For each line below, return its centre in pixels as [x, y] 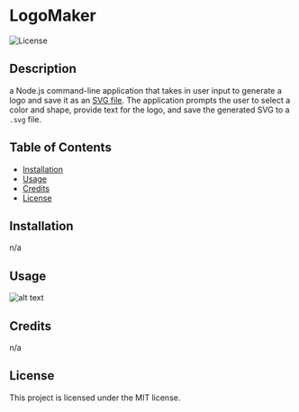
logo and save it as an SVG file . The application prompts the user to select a [150, 100]
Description [43, 69]
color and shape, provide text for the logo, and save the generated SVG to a [149, 110]
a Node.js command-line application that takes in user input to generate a [145, 90]
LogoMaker [53, 16]
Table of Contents [61, 148]
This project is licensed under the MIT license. [95, 398]
